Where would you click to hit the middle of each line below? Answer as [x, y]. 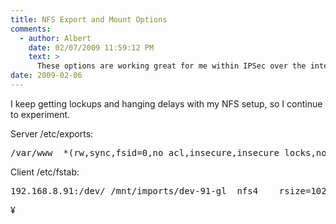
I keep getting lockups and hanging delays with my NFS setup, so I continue [166, 103]
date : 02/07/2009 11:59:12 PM [91, 47]
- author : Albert [55, 38]
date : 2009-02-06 [46, 76]
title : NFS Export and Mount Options [89, 19]
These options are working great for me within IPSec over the [171, 66]
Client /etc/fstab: [45, 172]
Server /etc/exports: [52, 133]
